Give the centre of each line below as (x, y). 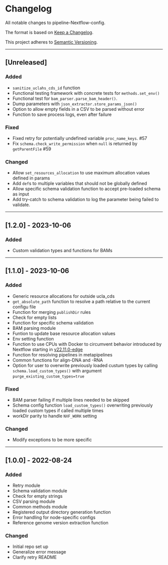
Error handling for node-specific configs (54, 517)
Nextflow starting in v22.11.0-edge (47, 349)
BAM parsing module (34, 328)
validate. (21, 205)
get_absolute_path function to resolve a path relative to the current (81, 301)
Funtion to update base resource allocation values (64, 333)
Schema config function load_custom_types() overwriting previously (82, 405)
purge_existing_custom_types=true (48, 376)
